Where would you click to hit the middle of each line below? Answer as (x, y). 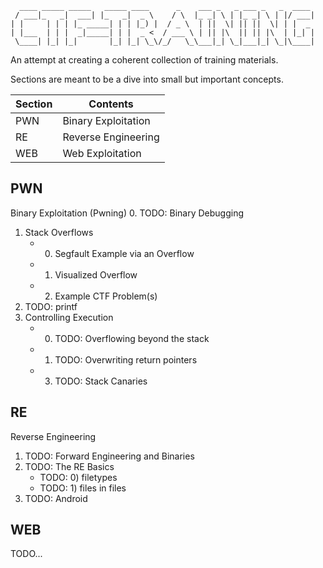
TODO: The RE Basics (69, 466)
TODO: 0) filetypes (78, 477)
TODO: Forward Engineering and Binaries (109, 456)
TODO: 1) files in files (83, 488)
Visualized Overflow (96, 274)
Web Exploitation (102, 153)
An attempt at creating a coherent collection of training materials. (144, 60)
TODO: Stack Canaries (101, 381)
